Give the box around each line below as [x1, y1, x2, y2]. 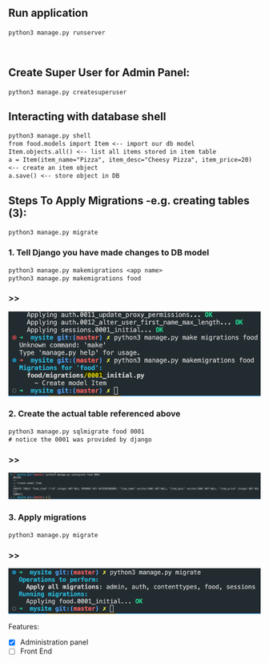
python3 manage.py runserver [8, 28, 106, 37]
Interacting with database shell [8, 110, 167, 123]
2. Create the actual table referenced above [8, 408, 181, 420]
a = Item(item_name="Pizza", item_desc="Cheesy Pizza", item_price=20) [8, 156, 252, 164]
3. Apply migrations [8, 512, 86, 523]
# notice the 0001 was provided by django [8, 436, 152, 444]
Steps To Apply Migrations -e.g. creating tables [8, 194, 250, 207]
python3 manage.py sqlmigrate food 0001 [8, 428, 146, 436]
